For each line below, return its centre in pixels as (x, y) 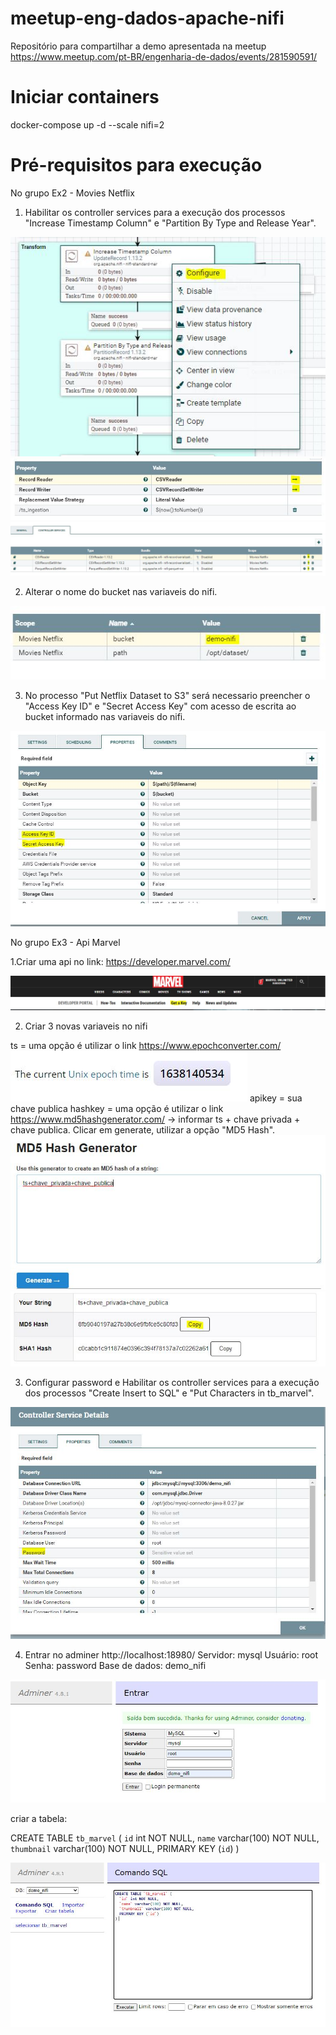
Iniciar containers (85, 97)
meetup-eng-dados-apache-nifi (147, 18)
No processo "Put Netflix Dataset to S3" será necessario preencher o (167, 696)
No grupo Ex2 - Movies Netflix (72, 193)
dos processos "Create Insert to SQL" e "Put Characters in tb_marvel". (169, 1393)
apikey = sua (276, 1098)
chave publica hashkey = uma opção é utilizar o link (117, 1109)
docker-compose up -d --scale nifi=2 (87, 124)
